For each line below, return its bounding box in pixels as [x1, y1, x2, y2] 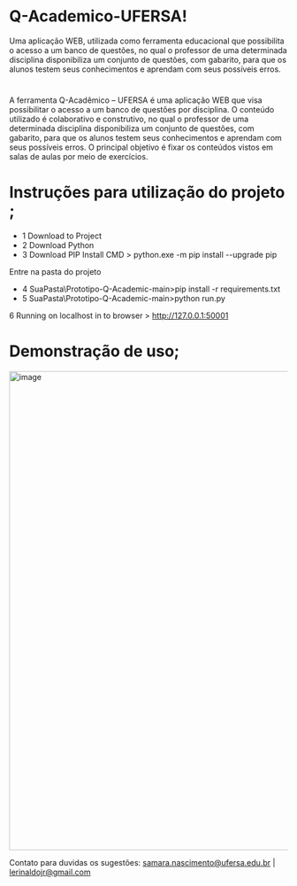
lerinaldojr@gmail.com [9, 867, 91, 877]
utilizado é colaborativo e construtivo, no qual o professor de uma [9, 113, 249, 125]
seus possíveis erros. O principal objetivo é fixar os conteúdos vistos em [9, 142, 274, 152]
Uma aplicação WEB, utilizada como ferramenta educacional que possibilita [9, 35, 285, 46]
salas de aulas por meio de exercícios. [9, 152, 148, 162]
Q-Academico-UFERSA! [9, 6, 187, 27]
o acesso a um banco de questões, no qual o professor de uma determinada [9, 44, 287, 55]
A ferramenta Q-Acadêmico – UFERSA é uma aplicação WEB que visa [9, 95, 263, 105]
